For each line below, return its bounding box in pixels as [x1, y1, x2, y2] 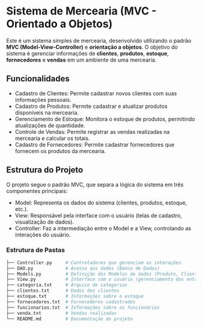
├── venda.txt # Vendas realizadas [6, 310, 117, 316]
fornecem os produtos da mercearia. [14, 147, 106, 154]
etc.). [14, 205, 28, 212]
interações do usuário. [14, 231, 71, 238]
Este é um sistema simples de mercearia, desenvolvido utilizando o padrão [6, 37, 191, 44]
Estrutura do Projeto [6, 165, 84, 175]
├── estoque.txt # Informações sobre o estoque [6, 294, 144, 300]
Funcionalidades [6, 74, 70, 84]
